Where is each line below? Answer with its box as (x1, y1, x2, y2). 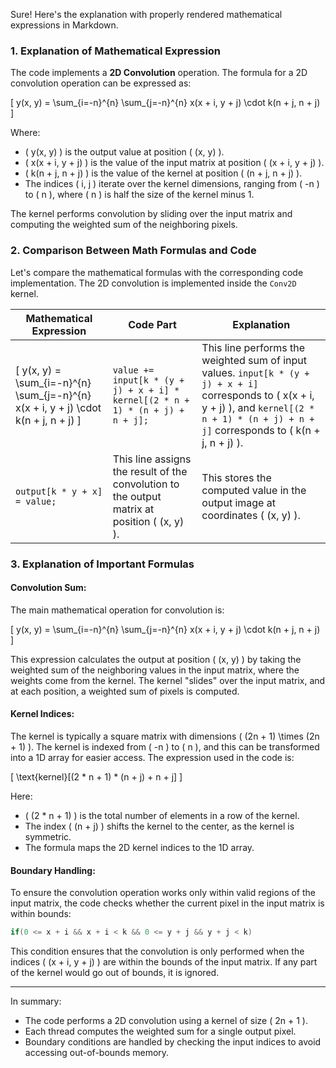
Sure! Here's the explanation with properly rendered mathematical (10, 9, 283, 20)
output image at (201, 495, 276, 509)
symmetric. (24, 830, 72, 843)
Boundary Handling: (10, 864, 96, 876)
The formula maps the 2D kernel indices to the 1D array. (24, 841, 255, 853)
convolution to (112, 477, 180, 491)
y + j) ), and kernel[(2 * (201, 400, 315, 414)
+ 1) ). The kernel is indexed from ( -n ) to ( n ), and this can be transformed (10, 740, 320, 753)
